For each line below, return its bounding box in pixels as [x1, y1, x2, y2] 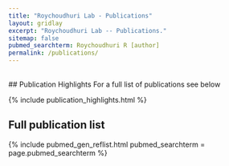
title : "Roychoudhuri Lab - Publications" [8, 11, 153, 20]
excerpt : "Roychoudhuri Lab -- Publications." [8, 26, 167, 34]
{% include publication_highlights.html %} [8, 95, 147, 104]
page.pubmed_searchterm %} [8, 148, 108, 157]
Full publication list [8, 118, 105, 132]
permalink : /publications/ [8, 49, 99, 57]
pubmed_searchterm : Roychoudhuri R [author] [8, 42, 160, 50]
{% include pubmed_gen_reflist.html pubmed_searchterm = [8, 140, 206, 149]
